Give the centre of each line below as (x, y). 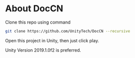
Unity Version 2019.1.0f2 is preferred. (43, 50)
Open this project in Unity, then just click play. (52, 40)
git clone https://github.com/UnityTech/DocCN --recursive (68, 31)
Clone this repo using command (38, 22)
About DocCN (34, 9)
